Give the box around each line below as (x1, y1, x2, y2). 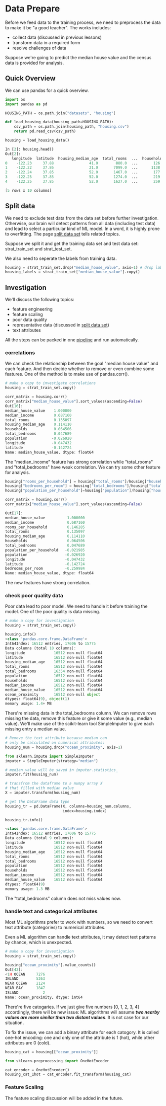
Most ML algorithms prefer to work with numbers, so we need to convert (5, 919, 153, 925)
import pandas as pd (5, 101, 48, 107)
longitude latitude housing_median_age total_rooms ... (11, 156, 138, 161)
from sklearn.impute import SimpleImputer (5, 754, 94, 759)
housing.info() (5, 632, 37, 637)
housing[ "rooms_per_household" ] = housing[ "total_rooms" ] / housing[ (5, 479, 147, 484)
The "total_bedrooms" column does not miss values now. (5, 895, 122, 901)
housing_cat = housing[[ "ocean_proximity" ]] (5, 1049, 98, 1054)
